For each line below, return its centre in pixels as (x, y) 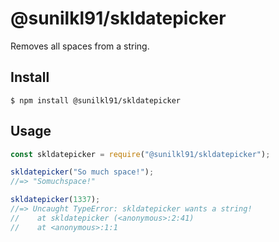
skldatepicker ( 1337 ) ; (55, 200)
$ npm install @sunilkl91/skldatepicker (96, 100)
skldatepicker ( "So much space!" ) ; (82, 172)
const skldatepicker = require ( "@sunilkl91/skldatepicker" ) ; (140, 154)
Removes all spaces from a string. (80, 46)
